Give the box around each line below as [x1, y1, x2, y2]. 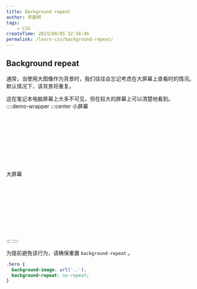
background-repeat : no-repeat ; [11, 272, 90, 278]
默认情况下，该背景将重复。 [6, 82, 75, 89]
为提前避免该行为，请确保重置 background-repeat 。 [6, 249, 133, 256]
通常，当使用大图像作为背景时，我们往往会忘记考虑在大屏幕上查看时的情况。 [6, 75, 195, 82]
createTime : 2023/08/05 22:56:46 [6, 31, 90, 37]
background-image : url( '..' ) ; [11, 266, 87, 273]
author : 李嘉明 [6, 14, 41, 20]
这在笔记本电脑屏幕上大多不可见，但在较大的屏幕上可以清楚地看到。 [6, 95, 174, 102]
